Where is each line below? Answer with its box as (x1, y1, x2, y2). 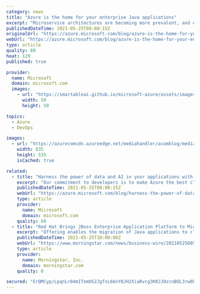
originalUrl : (6, 31, 39, 37)
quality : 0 (17, 268, 44, 274)
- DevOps (11, 125, 33, 131)
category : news (6, 8, 44, 15)
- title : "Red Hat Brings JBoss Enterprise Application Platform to (11, 224, 185, 230)
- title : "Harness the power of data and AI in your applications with (11, 174, 193, 180)
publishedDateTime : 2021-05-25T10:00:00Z (17, 235, 121, 241)
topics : (6, 113, 26, 119)
